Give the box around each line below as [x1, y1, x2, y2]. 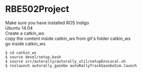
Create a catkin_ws [5, 30, 44, 36]
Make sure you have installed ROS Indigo [5, 20, 90, 26]
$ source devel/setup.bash [5, 54, 61, 60]
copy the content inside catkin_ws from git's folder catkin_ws [5, 36, 131, 41]
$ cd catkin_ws [5, 50, 37, 55]
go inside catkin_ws [5, 40, 46, 46]
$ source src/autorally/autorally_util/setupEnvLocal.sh [5, 59, 126, 64]
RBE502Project [5, 3, 69, 15]
